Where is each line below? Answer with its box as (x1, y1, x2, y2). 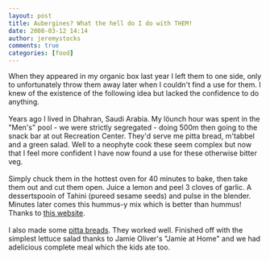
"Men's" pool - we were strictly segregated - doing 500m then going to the (8, 122, 258, 132)
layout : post (8, 11, 52, 20)
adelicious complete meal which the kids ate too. (8, 242, 171, 252)
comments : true (8, 42, 60, 50)
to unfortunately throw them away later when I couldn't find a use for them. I (8, 80, 262, 89)
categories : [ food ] (8, 49, 74, 57)
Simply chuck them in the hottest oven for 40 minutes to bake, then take (8, 174, 248, 184)
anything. (8, 97, 40, 106)
